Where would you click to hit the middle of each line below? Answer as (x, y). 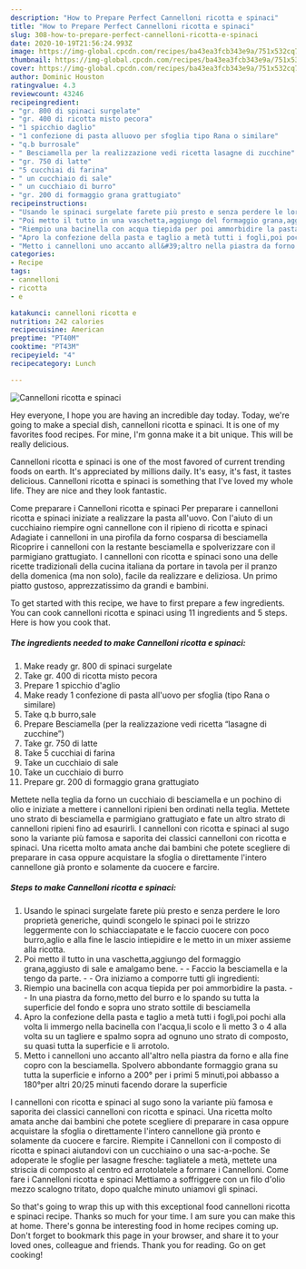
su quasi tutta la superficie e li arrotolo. (97, 1046)
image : (23, 52)
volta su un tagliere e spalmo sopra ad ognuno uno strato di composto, (156, 1036)
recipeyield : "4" (43, 355)
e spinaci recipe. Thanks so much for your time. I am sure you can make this (153, 1216)
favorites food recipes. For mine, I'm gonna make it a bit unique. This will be (152, 434)
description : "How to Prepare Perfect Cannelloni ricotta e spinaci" (145, 18)
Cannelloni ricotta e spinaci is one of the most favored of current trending (148, 461)
